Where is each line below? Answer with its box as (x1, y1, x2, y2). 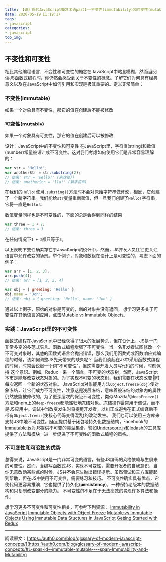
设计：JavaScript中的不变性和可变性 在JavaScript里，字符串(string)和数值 (5, 143, 156, 149)
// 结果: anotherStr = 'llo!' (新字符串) (5, 179, 87, 184)
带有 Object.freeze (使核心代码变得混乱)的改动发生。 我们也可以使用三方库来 (5, 412, 160, 418)
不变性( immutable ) (5, 95, 50, 102)
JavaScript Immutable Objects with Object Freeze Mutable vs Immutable (5, 510, 152, 516)
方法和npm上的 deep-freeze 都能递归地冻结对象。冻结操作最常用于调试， (5, 400, 151, 406)
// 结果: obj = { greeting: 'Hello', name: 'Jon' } (5, 296, 112, 301)
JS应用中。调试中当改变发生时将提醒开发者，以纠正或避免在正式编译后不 (9, 406, 158, 412)
